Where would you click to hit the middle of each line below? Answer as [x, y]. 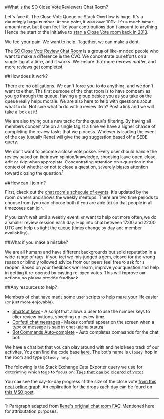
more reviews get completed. [34, 67]
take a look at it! [21, 112]
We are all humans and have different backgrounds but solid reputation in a [81, 252]
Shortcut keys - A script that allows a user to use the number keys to [81, 311]
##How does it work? [26, 76]
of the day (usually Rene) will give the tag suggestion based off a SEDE [76, 137]
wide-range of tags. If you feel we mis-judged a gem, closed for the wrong [80, 257]
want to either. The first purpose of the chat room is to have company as [78, 91]
